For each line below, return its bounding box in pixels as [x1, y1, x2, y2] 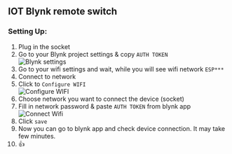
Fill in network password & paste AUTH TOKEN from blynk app [18, 101, 191, 111]
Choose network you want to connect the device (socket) [18, 94, 185, 103]
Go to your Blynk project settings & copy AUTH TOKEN [18, 50, 168, 58]
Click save [18, 117, 48, 125]
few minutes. [18, 132, 56, 140]
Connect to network [18, 72, 76, 80]
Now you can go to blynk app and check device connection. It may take [18, 124, 226, 132]
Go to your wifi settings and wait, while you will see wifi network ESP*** [18, 64, 224, 73]
